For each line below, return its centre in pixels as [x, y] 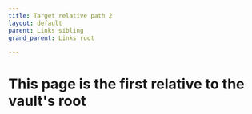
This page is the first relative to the [126, 84]
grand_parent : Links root [51, 38]
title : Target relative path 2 [60, 16]
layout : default [35, 23]
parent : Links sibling [46, 30]
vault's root [47, 101]
